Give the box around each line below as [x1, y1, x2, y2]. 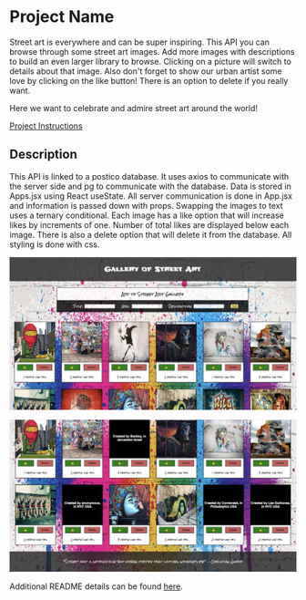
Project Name [9, 6, 115, 27]
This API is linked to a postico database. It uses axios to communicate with [9, 171, 290, 181]
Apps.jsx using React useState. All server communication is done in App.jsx [9, 190, 293, 202]
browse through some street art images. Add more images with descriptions [9, 46, 295, 57]
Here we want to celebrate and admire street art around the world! [9, 102, 258, 113]
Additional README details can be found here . [9, 581, 184, 592]
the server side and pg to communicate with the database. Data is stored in [9, 181, 291, 191]
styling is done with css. [9, 239, 100, 250]
